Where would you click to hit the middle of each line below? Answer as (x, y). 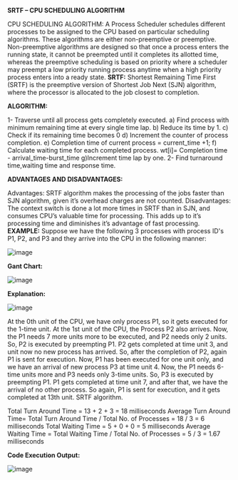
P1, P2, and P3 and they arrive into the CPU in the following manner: (107, 239)
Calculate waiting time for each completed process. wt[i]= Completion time (118, 150)
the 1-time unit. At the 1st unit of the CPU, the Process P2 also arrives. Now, (118, 329)
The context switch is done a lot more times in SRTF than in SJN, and (109, 208)
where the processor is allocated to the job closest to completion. (103, 92)
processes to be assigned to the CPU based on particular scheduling (109, 32)
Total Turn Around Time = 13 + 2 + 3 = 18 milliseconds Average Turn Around (119, 411)
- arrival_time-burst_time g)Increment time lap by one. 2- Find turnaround (115, 158)
